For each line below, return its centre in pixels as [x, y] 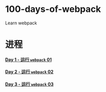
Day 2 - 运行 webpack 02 [29, 72]
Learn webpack [21, 23]
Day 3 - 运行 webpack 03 [29, 84]
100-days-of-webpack [53, 9]
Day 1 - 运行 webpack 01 [29, 59]
